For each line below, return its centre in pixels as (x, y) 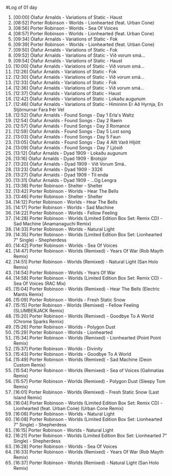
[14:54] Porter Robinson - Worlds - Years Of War (64, 273)
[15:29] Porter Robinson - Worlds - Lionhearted (63, 332)
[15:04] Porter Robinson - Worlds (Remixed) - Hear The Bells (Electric (87, 289)
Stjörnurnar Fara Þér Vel (39, 110)
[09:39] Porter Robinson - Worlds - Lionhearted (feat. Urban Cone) (84, 44)
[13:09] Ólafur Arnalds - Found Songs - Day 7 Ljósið (68, 148)
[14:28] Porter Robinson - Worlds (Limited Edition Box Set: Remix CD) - (88, 218)
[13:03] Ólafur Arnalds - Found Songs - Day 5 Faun (67, 137)
